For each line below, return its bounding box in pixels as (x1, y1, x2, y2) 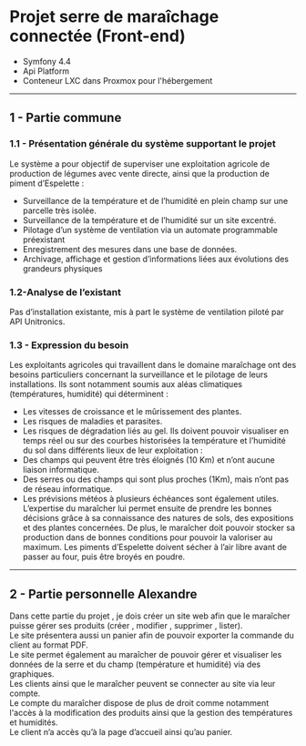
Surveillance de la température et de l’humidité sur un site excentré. (22, 214, 277, 225)
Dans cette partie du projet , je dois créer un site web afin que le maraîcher (9, 610, 291, 621)
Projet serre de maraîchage (9, 6, 219, 27)
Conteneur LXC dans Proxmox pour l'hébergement (22, 75, 213, 86)
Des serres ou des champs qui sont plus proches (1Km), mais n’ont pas (22, 474, 290, 485)
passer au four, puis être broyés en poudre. (22, 551, 186, 562)
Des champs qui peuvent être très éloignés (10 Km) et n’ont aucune (22, 455, 275, 465)
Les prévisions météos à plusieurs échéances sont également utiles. (22, 494, 280, 505)
